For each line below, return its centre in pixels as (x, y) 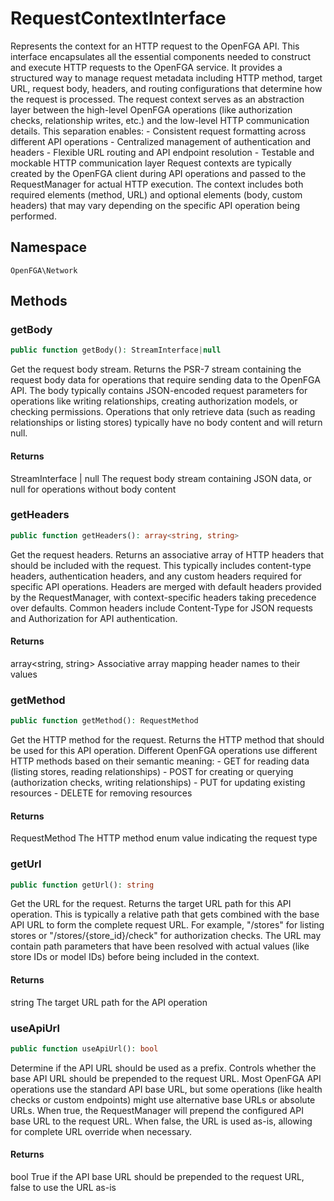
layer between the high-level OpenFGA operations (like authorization (151, 109)
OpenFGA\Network (44, 270)
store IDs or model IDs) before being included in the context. (135, 957)
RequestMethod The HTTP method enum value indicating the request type (164, 838)
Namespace (49, 247)
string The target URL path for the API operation (109, 1002)
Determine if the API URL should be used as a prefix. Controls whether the (163, 1068)
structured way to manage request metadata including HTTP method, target (166, 78)
